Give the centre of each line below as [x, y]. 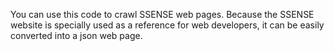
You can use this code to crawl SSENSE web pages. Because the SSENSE [162, 14]
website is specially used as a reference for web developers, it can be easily [167, 25]
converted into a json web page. [76, 35]
